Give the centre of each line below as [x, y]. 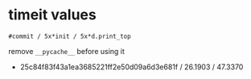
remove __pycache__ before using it [66, 51]
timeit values [52, 15]
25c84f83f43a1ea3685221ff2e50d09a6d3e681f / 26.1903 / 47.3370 [132, 67]
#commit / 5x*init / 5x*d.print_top [70, 36]
